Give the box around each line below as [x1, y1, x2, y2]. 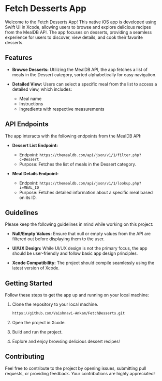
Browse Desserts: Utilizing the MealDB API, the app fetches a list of [12, 66, 148, 72]
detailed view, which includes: [12, 86, 72, 92]
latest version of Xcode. [12, 265, 59, 271]
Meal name [19, 96, 42, 101]
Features [5, 54, 32, 62]
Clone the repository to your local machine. [12, 301, 98, 307]
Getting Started [5, 279, 53, 287]
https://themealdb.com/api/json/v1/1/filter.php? [39, 152, 142, 158]
